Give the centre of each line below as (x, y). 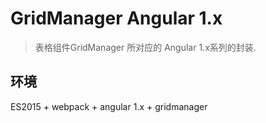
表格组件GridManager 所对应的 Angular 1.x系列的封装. (145, 47)
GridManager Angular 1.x (116, 18)
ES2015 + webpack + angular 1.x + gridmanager (109, 106)
